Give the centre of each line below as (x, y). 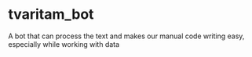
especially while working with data (64, 44)
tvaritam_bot (51, 14)
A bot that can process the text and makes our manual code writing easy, (126, 36)
